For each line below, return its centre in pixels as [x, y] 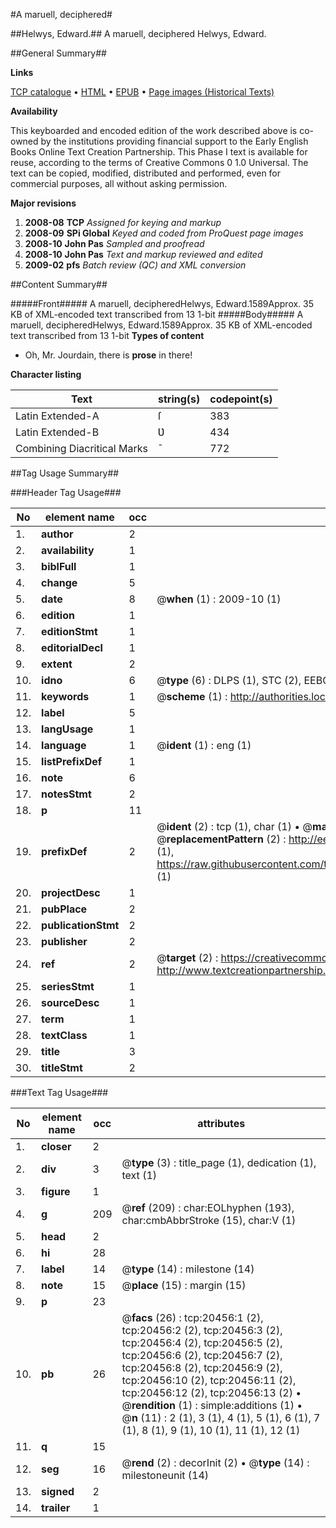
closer [56, 1146]
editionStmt [69, 631]
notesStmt [66, 794]
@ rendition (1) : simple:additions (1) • [212, 1405]
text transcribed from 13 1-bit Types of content [107, 335]
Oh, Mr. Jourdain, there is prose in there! [108, 355]
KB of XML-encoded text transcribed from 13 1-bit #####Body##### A [157, 314]
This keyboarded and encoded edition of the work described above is [154, 130]
